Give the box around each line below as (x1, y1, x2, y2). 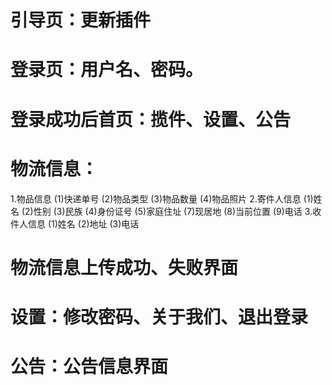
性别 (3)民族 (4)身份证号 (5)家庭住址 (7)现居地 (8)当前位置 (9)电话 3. (33, 205, 313, 217)
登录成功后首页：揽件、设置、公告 (10, 108, 292, 131)
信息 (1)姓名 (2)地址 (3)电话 (27, 217, 140, 230)
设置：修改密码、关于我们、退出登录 (10, 306, 309, 328)
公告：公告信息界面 (10, 356, 169, 378)
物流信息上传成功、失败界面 (10, 256, 239, 279)
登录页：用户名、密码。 (10, 59, 204, 81)
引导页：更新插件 (10, 9, 152, 32)
